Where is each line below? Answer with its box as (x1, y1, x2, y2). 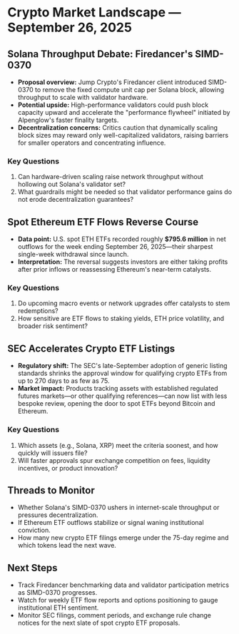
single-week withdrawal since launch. (17, 250, 129, 259)
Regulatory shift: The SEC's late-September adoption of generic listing (17, 362, 228, 370)
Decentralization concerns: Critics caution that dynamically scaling (17, 123, 218, 132)
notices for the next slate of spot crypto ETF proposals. (17, 618, 180, 628)
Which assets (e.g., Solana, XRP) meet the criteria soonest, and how (17, 441, 219, 449)
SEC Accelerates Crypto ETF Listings (7, 342, 176, 354)
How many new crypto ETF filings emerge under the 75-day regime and (17, 533, 229, 542)
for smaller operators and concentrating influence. (17, 138, 166, 147)
